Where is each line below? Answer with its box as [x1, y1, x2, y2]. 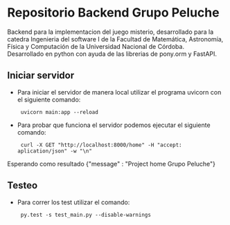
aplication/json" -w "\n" [17, 147, 92, 155]
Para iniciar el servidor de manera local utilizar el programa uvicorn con [17, 88, 222, 96]
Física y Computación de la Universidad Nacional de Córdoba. [7, 42, 185, 50]
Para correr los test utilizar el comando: [17, 198, 130, 206]
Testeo [7, 179, 38, 191]
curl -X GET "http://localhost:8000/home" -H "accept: [20, 141, 182, 148]
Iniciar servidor [7, 70, 75, 81]
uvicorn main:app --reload [20, 108, 98, 115]
